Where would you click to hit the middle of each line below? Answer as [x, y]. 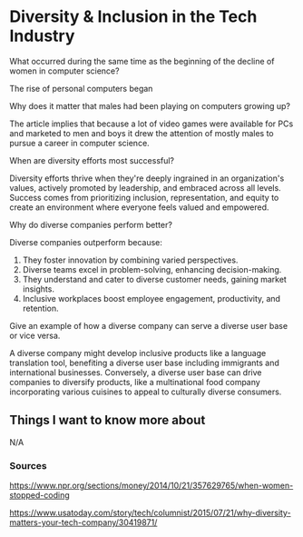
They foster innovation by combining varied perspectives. [130, 260]
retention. [40, 308]
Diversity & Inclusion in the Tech [133, 17]
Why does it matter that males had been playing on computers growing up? [150, 105]
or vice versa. [35, 335]
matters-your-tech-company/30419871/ [83, 522]
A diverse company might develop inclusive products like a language [138, 353]
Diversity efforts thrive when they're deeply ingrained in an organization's [147, 178]
